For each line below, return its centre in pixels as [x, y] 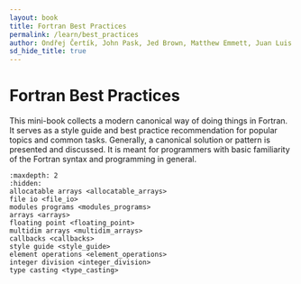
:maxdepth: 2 [34, 176]
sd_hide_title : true [48, 51]
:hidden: [26, 184]
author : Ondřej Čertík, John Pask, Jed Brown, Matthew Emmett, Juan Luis [151, 43]
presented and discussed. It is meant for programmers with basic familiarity [150, 150]
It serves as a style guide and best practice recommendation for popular [143, 131]
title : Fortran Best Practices [68, 26]
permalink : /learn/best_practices [74, 34]
